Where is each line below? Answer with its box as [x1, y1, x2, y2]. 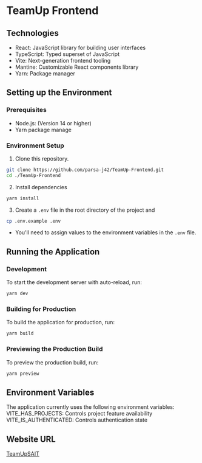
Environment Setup [6, 141, 65, 150]
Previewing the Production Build [6, 345, 103, 353]
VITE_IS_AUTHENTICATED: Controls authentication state [6, 416, 147, 423]
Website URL [6, 434, 56, 444]
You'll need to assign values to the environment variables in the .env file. [15, 229, 197, 236]
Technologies [6, 28, 59, 38]
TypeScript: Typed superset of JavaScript [15, 50, 120, 58]
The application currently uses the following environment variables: [6, 403, 175, 411]
